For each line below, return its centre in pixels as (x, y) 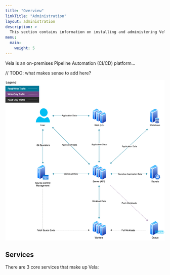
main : (16, 43)
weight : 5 (25, 48)
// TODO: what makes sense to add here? (48, 73)
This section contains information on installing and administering (83, 32)
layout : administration (30, 21)
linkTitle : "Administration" (36, 16)
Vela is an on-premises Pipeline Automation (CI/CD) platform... (70, 63)
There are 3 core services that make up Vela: (52, 267)
